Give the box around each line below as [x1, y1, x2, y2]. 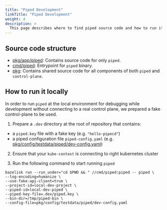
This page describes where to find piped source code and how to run [9, 26, 157, 31]
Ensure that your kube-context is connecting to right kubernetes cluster [12, 150, 159, 156]
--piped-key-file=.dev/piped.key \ [5, 192, 79, 197]
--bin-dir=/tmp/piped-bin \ [5, 196, 64, 201]
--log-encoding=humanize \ [5, 174, 61, 179]
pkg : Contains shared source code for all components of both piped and [12, 68, 160, 73]
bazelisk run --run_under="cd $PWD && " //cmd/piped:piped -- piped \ [5, 170, 155, 175]
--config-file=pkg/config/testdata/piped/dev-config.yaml [5, 200, 128, 205]
